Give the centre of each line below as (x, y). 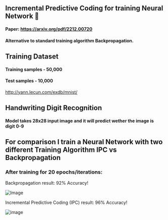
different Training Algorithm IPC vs (61, 150)
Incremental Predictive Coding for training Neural (84, 8)
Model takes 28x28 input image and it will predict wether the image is (79, 121)
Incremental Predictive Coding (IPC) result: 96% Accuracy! (66, 203)
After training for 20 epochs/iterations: (54, 172)
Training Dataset (32, 56)
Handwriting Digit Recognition (54, 108)
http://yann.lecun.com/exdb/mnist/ (41, 92)
